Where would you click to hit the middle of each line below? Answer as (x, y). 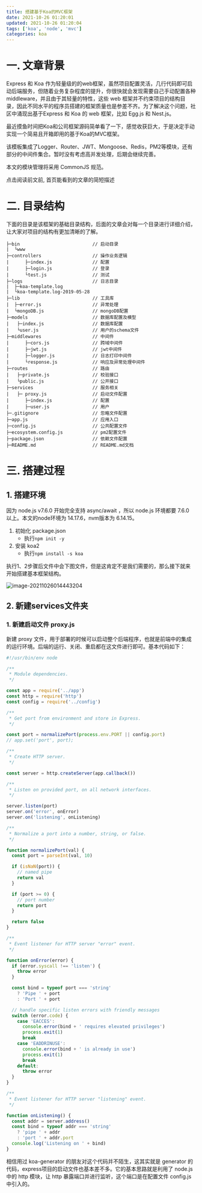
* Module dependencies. (38, 674)
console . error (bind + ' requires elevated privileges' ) (93, 1027)
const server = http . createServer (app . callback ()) (71, 773)
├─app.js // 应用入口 (63, 420)
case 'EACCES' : (36, 1021)
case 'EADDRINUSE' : (41, 1044)
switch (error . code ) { (40, 1016)
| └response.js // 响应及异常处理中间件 (76, 362)
